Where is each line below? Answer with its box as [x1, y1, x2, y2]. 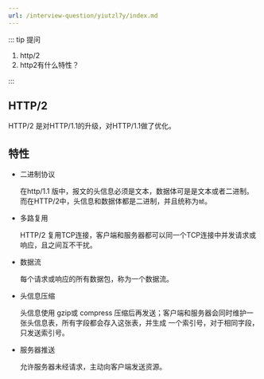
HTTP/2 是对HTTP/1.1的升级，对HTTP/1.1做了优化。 [8, 121, 177, 131]
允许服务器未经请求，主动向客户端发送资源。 [19, 362, 167, 372]
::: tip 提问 [8, 34, 41, 44]
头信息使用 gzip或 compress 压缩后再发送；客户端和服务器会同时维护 [19, 308, 247, 318]
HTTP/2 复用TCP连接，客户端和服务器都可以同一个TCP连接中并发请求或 [19, 231, 257, 240]
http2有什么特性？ [19, 60, 80, 69]
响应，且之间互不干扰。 [19, 240, 97, 250]
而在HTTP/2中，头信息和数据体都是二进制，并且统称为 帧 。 [19, 196, 212, 206]
